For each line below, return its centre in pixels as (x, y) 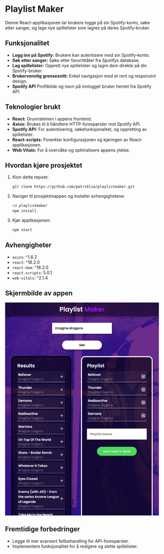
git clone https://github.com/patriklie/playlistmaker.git (73, 187)
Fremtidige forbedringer (43, 529)
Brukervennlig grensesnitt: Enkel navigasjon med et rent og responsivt (84, 76)
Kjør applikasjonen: (31, 220)
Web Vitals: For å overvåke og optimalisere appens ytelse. (71, 150)
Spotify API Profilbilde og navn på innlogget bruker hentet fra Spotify (82, 86)
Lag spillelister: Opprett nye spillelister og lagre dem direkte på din (80, 65)
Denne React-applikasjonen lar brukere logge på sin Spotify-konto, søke (78, 23)
